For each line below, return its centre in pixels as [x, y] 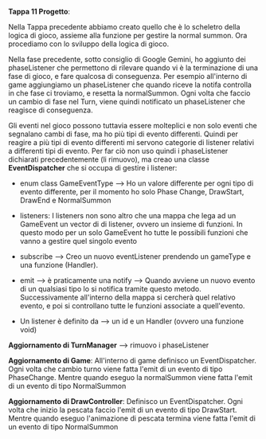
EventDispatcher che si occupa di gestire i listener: [93, 168]
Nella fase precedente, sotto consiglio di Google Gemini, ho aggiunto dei [127, 59]
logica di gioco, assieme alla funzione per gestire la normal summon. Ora [128, 35]
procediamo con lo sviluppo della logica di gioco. [89, 44]
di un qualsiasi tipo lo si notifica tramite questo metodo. [110, 289]
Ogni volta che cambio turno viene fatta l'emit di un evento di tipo [115, 369]
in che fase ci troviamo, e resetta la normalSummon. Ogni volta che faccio [129, 93]
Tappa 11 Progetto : [39, 12]
